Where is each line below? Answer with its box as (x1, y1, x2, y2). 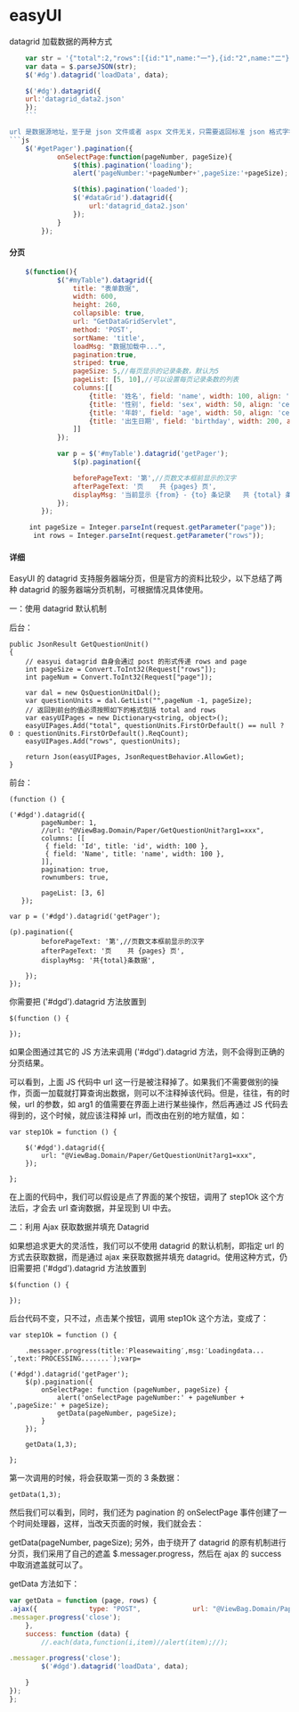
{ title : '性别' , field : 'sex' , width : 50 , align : (88, 400, 274, 409)
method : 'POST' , (72, 325, 133, 335)
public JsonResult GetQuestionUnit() (9, 640, 149, 649)
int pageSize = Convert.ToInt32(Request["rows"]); (25, 666, 217, 674)
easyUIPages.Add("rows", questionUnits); (25, 737, 181, 746)
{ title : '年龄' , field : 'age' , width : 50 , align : (88, 408, 274, 418)
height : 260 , (72, 301, 122, 310)
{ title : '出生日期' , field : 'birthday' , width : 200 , (88, 417, 283, 426)
